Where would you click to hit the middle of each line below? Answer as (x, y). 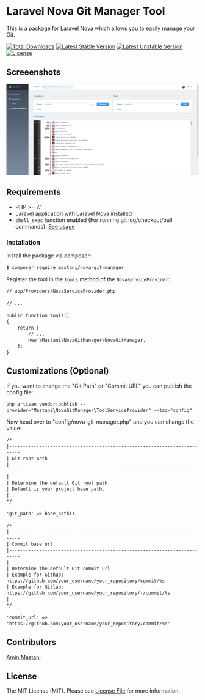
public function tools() (38, 315)
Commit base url (32, 544)
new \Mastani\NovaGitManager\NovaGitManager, (87, 340)
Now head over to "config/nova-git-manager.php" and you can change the (100, 422)
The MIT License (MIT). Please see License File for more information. (93, 691)
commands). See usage (45, 226)
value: (14, 428)
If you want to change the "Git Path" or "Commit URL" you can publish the (99, 386)
